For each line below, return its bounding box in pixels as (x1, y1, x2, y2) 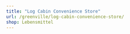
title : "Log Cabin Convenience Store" (6, 8, 101, 14)
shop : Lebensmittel (6, 19, 54, 25)
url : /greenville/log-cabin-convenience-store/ (6, 14, 125, 20)
